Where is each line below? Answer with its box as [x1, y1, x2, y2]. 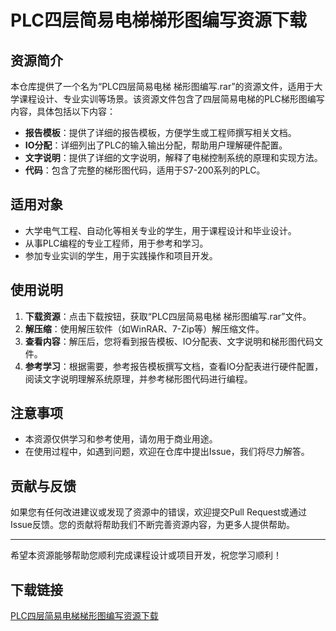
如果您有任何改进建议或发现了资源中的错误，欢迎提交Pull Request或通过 [10, 506, 307, 518]
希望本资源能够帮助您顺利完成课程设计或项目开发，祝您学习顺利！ [10, 549, 282, 561]
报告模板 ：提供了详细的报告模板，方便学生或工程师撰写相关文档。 [24, 127, 297, 138]
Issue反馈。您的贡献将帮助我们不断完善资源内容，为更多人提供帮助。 [10, 519, 295, 531]
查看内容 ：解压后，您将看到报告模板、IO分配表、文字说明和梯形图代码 [24, 335, 315, 347]
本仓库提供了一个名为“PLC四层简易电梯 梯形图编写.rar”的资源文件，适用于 [10, 81, 315, 92]
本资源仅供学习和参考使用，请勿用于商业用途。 [24, 433, 218, 445]
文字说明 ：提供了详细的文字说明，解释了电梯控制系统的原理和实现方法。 [24, 152, 323, 163]
